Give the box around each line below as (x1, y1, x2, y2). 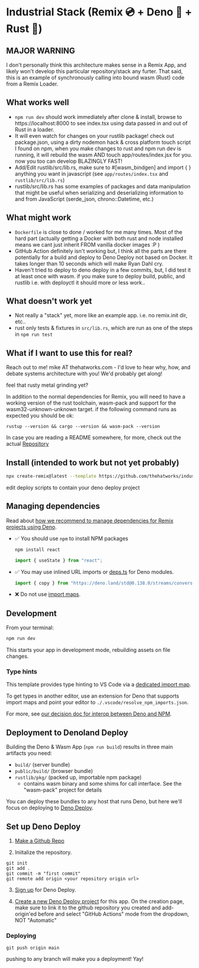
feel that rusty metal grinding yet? (6, 381, 89, 389)
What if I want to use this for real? (6, 348, 133, 358)
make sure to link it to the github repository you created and (14, 904, 161, 911)
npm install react (14, 547, 60, 553)
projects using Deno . (6, 523, 57, 530)
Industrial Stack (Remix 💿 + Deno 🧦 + (6, 5, 192, 19)
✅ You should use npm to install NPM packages (14, 535, 129, 542)
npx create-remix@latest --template (6, 474, 97, 480)
